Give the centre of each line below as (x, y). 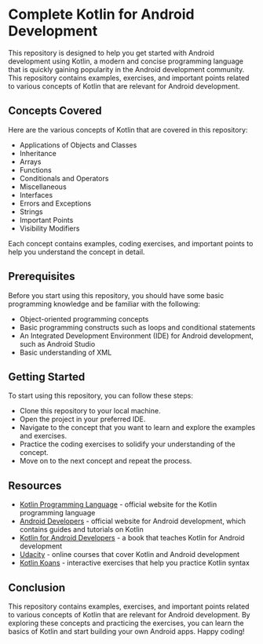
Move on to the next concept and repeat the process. (106, 461)
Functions (36, 169)
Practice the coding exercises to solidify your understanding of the (127, 444)
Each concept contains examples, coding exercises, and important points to (131, 243)
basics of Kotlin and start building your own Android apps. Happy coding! (126, 631)
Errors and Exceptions (55, 203)
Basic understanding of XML (66, 352)
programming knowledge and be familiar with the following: (104, 304)
